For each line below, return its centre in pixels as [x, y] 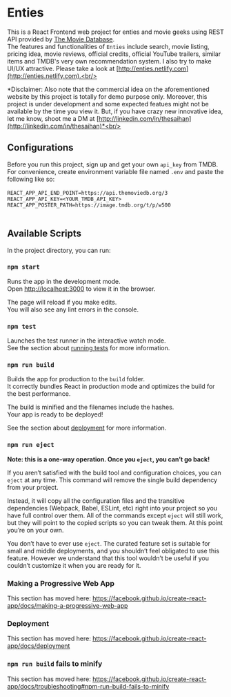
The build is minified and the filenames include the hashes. [91, 407]
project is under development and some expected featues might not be [108, 104]
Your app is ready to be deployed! [55, 414]
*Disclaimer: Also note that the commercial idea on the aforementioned [109, 89]
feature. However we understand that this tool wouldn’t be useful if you [108, 558]
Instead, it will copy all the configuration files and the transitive [96, 500]
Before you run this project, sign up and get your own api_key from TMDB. [113, 164]
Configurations [40, 147]
